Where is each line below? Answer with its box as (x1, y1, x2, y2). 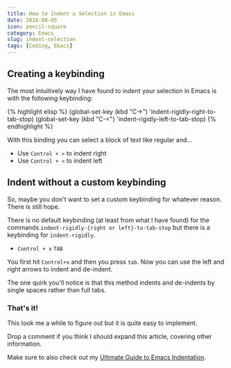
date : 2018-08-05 (7, 17, 58, 24)
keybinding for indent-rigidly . (7, 231, 96, 239)
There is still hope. (7, 202, 60, 210)
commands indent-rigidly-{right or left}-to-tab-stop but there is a (7, 223, 210, 231)
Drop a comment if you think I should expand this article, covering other (7, 332, 212, 340)
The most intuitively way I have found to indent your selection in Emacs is (7, 86, 217, 94)
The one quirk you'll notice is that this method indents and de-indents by (7, 278, 215, 287)
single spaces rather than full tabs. (7, 285, 106, 294)
